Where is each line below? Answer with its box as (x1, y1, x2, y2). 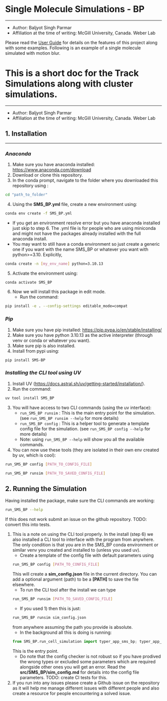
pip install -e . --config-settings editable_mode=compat (5, 303, 128, 309)
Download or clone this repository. (12, 172, 83, 178)
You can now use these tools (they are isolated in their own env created (12, 447, 159, 453)
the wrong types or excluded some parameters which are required (19, 658, 156, 665)
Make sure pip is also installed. (12, 342, 76, 349)
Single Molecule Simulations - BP (5, 3, 145, 15)
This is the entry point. (12, 648, 59, 654)
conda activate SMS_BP (5, 280, 52, 285)
